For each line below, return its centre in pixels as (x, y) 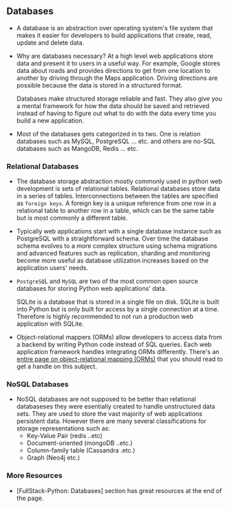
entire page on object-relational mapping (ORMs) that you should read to (119, 359)
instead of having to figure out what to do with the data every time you (116, 113)
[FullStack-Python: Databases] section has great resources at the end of (119, 490)
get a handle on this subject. (56, 366)
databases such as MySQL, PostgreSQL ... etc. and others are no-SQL (116, 141)
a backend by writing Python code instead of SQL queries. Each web (114, 344)
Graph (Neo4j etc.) (53, 458)
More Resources (34, 476)
